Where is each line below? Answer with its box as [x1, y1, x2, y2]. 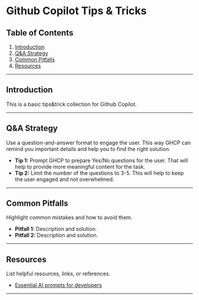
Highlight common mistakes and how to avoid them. [6, 214, 133, 221]
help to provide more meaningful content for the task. [14, 163, 146, 170]
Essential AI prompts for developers [14, 282, 102, 289]
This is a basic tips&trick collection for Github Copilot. [6, 101, 137, 108]
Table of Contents [6, 28, 74, 38]
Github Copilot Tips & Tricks [6, 4, 147, 18]
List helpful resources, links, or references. [6, 270, 111, 278]
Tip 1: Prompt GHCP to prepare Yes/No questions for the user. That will [14, 157, 188, 164]
